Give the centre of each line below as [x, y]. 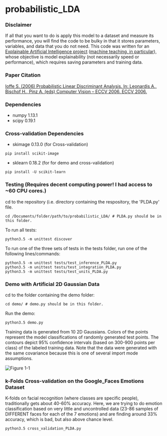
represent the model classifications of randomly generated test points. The [82, 337]
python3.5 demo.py [24, 322]
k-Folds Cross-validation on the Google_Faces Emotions [75, 381]
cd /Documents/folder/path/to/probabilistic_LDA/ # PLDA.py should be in [83, 216]
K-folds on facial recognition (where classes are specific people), [72, 398]
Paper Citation [23, 75]
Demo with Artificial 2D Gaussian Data [52, 284]
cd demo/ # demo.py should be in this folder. [54, 304]
